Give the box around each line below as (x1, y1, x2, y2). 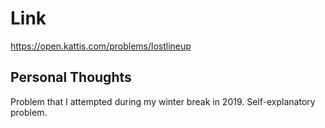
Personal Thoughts (10, 69, 132, 86)
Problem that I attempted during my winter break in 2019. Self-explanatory (10, 95, 316, 107)
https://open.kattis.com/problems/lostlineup (10, 40, 192, 52)
